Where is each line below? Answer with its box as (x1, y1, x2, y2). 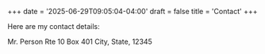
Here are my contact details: (7, 22, 100, 31)
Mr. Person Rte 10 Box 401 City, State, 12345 (7, 37, 152, 46)
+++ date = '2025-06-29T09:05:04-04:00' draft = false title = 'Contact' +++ (7, 7, 258, 16)
